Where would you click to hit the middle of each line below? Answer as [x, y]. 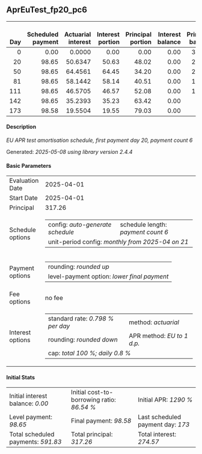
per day [59, 326]
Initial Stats [20, 377]
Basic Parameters [29, 165]
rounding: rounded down [83, 340]
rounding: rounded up [78, 267]
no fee [54, 298]
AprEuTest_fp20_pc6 [47, 10]
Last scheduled [160, 417]
